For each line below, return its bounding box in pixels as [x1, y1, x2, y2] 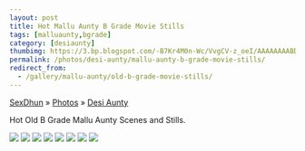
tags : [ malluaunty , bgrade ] [9, 30, 112, 39]
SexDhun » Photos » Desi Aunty [9, 97, 129, 108]
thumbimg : [9, 47, 47, 56]
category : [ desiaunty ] [9, 38, 95, 48]
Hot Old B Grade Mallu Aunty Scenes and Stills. [9, 114, 186, 125]
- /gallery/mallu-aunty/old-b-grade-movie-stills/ [17, 72, 213, 81]
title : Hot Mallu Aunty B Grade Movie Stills [9, 22, 184, 31]
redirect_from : [9, 64, 67, 73]
